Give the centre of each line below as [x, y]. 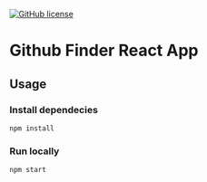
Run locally [34, 151]
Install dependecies [54, 110]
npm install [32, 128]
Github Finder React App [104, 51]
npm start [28, 170]
